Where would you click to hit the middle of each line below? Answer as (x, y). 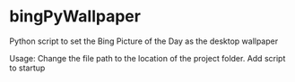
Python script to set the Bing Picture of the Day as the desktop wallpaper (144, 41)
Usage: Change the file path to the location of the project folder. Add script (147, 58)
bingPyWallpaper (75, 16)
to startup (27, 68)
